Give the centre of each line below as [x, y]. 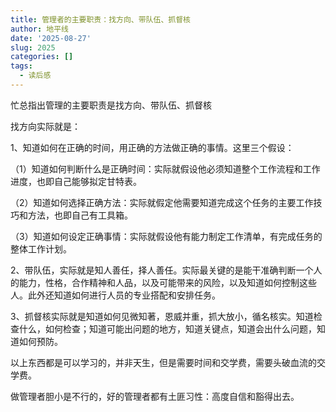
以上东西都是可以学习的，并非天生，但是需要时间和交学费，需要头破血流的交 [168, 362]
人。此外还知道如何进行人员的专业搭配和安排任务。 [115, 295]
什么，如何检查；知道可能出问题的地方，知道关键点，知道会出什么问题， [167, 328]
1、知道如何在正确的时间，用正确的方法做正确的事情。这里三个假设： [152, 147]
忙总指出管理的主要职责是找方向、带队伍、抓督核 [111, 105]
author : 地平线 [39, 29]
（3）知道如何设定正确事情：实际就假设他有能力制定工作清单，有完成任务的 [166, 236]
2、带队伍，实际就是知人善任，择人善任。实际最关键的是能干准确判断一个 [162, 270]
